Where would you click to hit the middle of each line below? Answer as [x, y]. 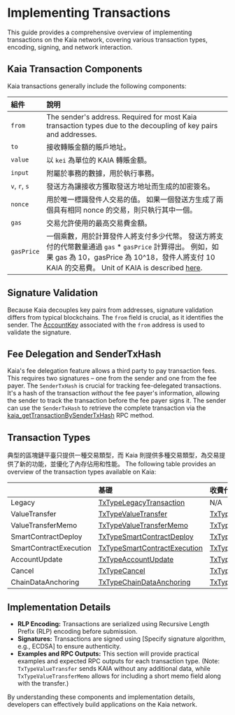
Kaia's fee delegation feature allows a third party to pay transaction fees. [112, 371]
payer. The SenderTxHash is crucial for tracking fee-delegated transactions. [114, 385]
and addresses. [72, 134]
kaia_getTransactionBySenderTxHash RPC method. [81, 416]
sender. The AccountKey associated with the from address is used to [106, 325]
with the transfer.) [43, 683]
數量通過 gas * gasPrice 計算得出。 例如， [143, 246]
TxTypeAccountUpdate [136, 560]
